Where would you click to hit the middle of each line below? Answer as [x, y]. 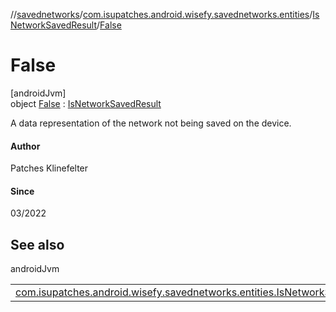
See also [37, 244]
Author [25, 146]
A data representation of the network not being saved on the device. [151, 123]
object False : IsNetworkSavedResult [86, 103]
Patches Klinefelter [49, 168]
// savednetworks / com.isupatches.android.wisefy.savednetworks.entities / [161, 14]
